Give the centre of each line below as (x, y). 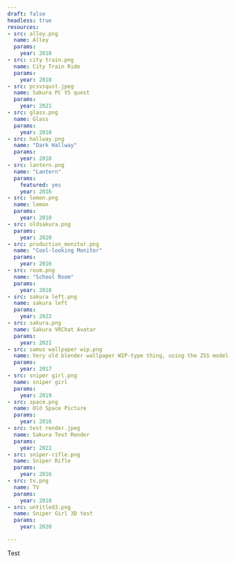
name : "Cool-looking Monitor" (58, 251)
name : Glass (31, 119)
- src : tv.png (28, 481)
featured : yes (41, 185)
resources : (23, 27)
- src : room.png (31, 270)
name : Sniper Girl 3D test (53, 513)
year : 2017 (36, 369)
